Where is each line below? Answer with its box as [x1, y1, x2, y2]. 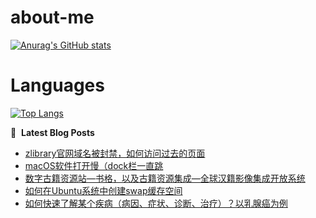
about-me [10, 6, 95, 29]
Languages [10, 74, 105, 97]
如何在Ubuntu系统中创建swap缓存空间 [24, 184, 183, 196]
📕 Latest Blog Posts [10, 126, 95, 138]
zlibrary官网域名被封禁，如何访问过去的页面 [24, 147, 206, 159]
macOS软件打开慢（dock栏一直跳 [24, 159, 164, 171]
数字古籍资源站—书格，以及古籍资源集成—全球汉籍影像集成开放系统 [24, 172, 306, 184]
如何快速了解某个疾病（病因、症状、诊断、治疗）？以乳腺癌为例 [24, 197, 288, 209]
